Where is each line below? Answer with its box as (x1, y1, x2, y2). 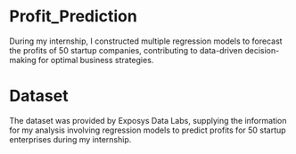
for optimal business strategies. (37, 54, 154, 65)
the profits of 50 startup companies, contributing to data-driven (9, 45, 243, 55)
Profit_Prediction (9, 6, 138, 27)
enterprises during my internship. (9, 134, 132, 144)
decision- (244, 45, 280, 55)
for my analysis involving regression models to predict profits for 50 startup (9, 125, 287, 135)
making (9, 54, 37, 65)
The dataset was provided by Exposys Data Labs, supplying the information (9, 115, 287, 126)
